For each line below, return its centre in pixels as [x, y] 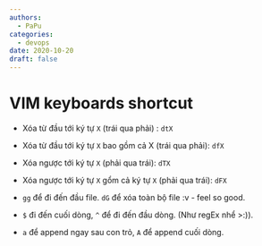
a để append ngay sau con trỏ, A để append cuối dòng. [123, 232]
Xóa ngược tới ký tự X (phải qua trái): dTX [97, 163]
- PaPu [30, 26]
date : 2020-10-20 [42, 51]
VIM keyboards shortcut [101, 103]
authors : [25, 17]
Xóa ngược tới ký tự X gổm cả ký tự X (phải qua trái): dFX [124, 180]
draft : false [34, 59]
